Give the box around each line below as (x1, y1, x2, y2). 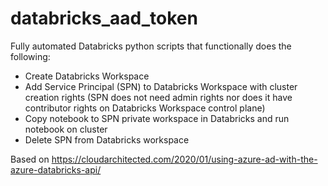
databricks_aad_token (10, 7, 198, 30)
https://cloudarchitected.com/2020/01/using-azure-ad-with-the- (51, 153, 318, 165)
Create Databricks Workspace (24, 70, 150, 82)
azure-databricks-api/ (10, 163, 102, 176)
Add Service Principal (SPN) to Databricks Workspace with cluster (24, 80, 298, 92)
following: (10, 50, 51, 62)
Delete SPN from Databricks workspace (24, 133, 190, 146)
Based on (10, 153, 50, 165)
